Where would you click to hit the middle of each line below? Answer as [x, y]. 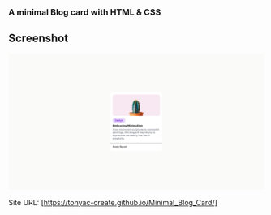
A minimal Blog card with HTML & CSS [85, 12]
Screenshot [39, 39]
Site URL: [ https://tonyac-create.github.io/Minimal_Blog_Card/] [113, 202]
